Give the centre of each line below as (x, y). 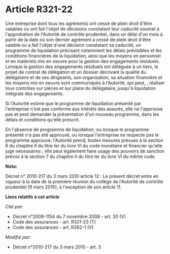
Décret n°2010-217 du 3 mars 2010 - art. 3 (57, 247)
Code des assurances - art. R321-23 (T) (54, 221)
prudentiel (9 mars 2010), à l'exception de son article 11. (63, 187)
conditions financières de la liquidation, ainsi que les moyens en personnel (83, 56)
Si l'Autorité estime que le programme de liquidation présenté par (73, 103)
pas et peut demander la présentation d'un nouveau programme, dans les (82, 114)
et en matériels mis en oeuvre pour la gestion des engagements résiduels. (82, 61)
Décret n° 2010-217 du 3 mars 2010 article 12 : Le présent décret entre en (82, 176)
